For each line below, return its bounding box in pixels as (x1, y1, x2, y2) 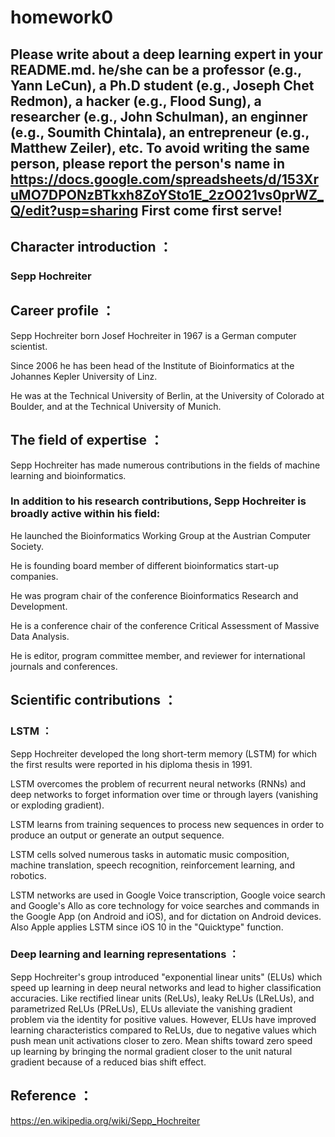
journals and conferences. (10, 660, 118, 672)
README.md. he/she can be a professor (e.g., (10, 61, 302, 78)
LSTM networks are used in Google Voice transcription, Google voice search (10, 889, 326, 901)
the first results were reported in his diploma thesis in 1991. (10, 758, 253, 770)
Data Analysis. (10, 630, 70, 642)
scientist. (10, 340, 48, 352)
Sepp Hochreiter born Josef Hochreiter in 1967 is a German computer (10, 329, 297, 341)
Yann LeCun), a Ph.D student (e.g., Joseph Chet (10, 77, 315, 94)
